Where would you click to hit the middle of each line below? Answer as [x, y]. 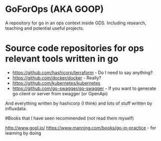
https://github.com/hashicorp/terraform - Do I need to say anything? [82, 72]
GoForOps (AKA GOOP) [54, 9]
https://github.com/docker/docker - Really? [57, 77]
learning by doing [23, 133]
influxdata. [16, 108]
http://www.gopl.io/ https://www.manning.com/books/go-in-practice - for [81, 128]
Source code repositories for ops [75, 48]
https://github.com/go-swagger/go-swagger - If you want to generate [84, 88]
